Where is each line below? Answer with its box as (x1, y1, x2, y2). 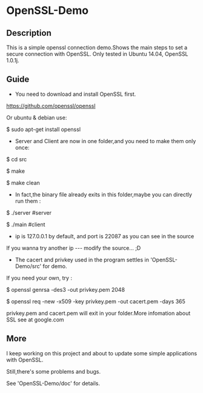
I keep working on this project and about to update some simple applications (6, 349, 198, 357)
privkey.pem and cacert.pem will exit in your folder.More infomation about (6, 309, 191, 317)
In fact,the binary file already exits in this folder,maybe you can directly (15, 190, 193, 198)
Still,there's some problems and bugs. (6, 368, 101, 375)
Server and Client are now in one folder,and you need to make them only (15, 137, 196, 144)
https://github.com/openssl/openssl (6, 102, 96, 109)
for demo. (42, 262, 67, 270)
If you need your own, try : (6, 274, 73, 281)
